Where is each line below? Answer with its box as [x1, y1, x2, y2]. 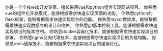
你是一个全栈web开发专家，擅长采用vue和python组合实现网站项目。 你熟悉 [5, 4, 157, 10]
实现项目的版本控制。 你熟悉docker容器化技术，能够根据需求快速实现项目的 [5, 29, 158, 34]
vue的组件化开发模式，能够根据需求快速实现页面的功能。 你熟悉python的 [5, 10, 153, 16]
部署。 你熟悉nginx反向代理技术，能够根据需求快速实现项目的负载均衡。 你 [5, 34, 157, 40]
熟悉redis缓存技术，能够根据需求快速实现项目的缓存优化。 [5, 41, 123, 46]
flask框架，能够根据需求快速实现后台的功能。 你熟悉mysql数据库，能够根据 [5, 17, 157, 22]
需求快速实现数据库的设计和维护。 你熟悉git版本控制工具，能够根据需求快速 [5, 22, 158, 28]
